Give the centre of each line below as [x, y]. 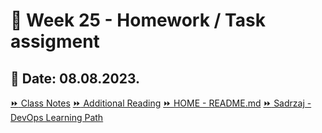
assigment [55, 41]
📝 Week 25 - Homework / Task [138, 20]
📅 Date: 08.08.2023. [75, 78]
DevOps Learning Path [57, 117]
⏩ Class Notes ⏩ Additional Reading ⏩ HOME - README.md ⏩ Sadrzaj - [161, 103]
